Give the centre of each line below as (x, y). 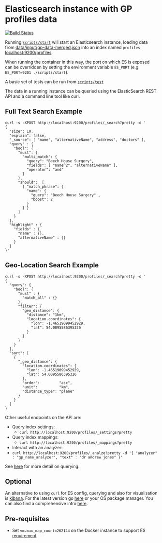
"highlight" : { (26, 225)
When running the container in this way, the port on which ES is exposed (77, 62)
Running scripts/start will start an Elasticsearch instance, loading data (76, 42)
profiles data (31, 19)
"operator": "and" (45, 169)
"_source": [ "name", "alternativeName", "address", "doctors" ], (78, 140)
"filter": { (30, 306)
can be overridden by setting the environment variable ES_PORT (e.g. (73, 67)
